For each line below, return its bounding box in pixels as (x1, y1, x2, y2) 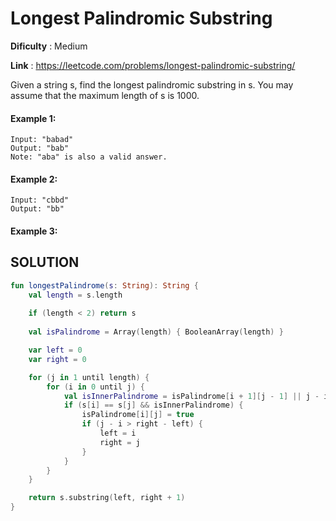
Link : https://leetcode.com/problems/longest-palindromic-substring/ (10, 59, 296, 71)
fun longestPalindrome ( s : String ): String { (10, 280, 199, 291)
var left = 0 (28, 345, 83, 355)
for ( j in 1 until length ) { (28, 372, 150, 382)
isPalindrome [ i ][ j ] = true (81, 410, 195, 420)
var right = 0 (28, 354, 87, 364)
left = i (99, 428, 137, 438)
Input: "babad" (10, 135, 74, 145)
